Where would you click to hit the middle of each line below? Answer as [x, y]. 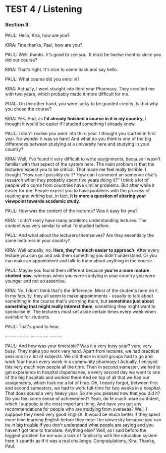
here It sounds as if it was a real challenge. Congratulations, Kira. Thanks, [80, 441]
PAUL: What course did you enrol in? [43, 79]
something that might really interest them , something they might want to [81, 306]
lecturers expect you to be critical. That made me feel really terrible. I [76, 169]
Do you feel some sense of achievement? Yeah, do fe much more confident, [83, 399]
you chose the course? [28, 109]
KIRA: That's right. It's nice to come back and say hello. [61, 70]
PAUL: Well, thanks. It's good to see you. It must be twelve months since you [83, 55]
